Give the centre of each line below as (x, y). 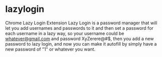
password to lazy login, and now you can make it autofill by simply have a (81, 44)
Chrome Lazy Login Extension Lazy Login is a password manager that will (81, 23)
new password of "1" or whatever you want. (50, 49)
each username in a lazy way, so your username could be (65, 33)
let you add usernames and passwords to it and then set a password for (79, 28)
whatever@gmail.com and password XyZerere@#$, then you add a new (79, 39)
